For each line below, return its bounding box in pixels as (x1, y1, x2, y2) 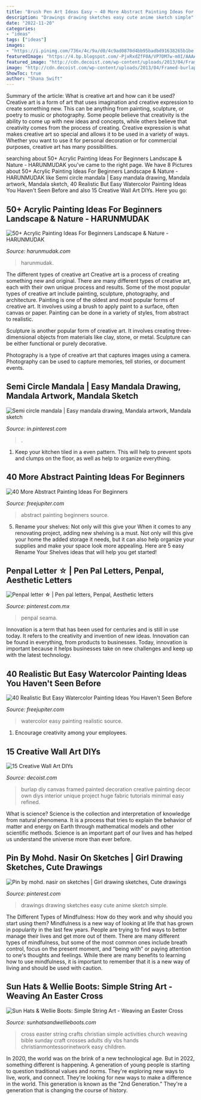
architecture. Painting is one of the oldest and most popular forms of (6, 296, 175, 303)
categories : (6, 25, 36, 32)
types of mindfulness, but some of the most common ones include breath (6, 938, 187, 946)
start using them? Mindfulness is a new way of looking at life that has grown (6, 919, 193, 926)
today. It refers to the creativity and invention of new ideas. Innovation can (6, 632, 190, 639)
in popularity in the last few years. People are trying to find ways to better (6, 926, 187, 933)
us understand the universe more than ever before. (6, 836, 132, 842)
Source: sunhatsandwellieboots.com (6, 1018, 97, 1026)
